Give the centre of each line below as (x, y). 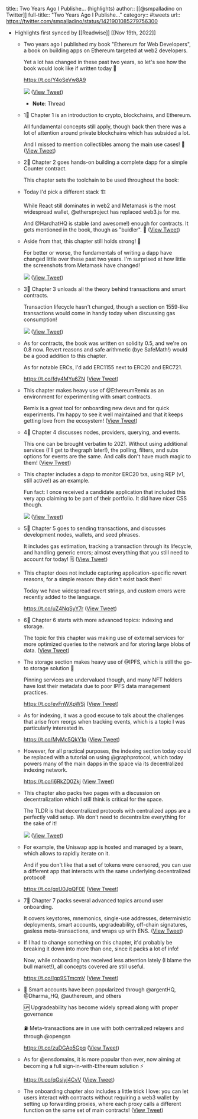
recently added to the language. (62, 597)
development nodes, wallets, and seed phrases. (82, 535)
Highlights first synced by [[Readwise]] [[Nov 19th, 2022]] (85, 33)
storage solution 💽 (52, 668)
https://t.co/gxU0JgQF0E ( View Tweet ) (71, 889)
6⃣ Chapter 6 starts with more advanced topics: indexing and (98, 620)
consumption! (40, 319)
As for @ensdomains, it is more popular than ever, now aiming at (102, 1059)
